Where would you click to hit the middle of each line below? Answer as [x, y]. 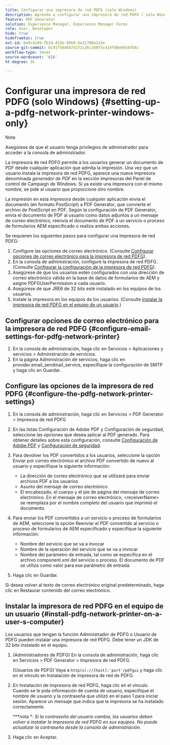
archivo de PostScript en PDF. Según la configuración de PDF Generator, [81, 210]
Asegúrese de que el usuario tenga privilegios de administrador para [77, 147]
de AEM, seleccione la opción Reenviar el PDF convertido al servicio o [86, 523]
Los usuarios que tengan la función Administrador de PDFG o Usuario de [81, 634]
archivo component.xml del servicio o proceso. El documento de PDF [92, 560]
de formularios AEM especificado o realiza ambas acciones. [68, 226]
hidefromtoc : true [25, 38]
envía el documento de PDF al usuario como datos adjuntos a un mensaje [82, 215]
